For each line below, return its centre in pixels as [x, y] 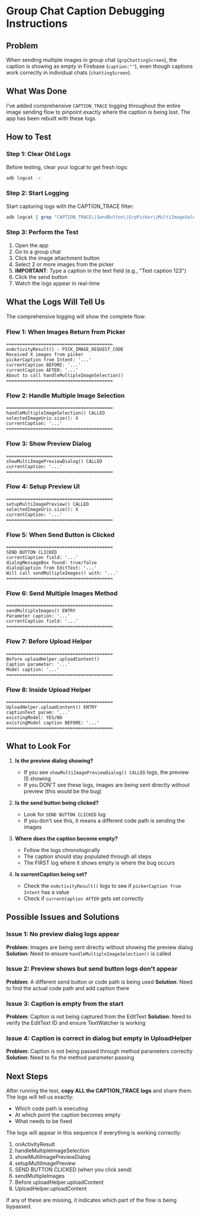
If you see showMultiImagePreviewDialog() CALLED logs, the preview [106, 772]
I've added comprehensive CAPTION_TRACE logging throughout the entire [93, 105]
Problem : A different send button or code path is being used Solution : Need [99, 982]
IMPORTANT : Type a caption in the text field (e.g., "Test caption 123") [100, 270]
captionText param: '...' [38, 713]
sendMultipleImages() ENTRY [41, 611]
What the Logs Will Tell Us [56, 302]
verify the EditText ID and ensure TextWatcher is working [76, 1023]
